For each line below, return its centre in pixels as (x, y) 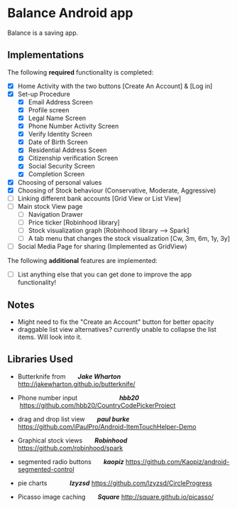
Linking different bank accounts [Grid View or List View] (99, 198)
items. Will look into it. (50, 337)
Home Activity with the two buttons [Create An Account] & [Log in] (115, 86)
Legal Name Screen (57, 118)
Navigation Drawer (55, 214)
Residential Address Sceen (67, 150)
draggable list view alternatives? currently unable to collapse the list (117, 329)
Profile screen (49, 110)
